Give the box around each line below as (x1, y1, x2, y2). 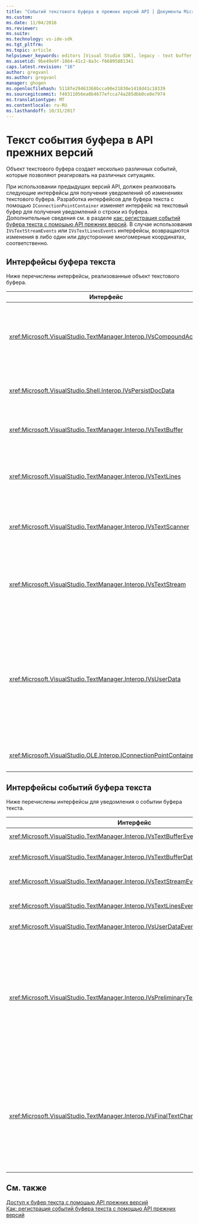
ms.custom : (6, 14, 33, 20)
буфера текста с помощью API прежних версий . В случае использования (6, 221, 192, 228)
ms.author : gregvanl (6, 75, 57, 80)
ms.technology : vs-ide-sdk (6, 36, 73, 42)
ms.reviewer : (6, 25, 38, 31)
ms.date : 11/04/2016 (6, 20, 57, 25)
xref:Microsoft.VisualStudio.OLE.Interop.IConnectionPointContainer (9, 751, 196, 759)
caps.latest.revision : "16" (6, 63, 76, 70)
